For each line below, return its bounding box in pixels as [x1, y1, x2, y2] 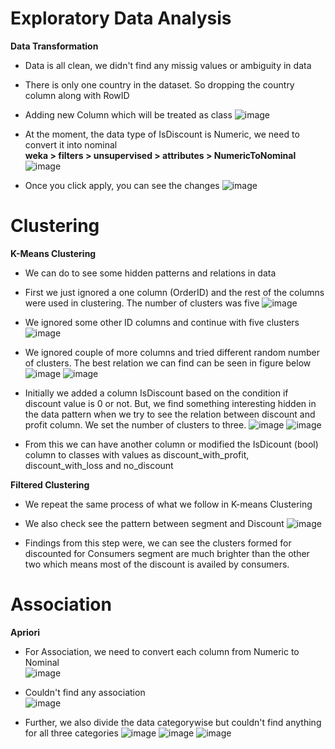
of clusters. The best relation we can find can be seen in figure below [24, 357, 312, 369]
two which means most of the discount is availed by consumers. [24, 558, 290, 570]
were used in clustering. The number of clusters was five [24, 297, 260, 309]
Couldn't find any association [24, 686, 146, 698]
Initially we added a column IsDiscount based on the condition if [24, 387, 289, 399]
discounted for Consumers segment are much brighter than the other [24, 547, 310, 559]
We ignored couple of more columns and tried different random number [24, 346, 320, 358]
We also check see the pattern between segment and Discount [24, 517, 285, 529]
